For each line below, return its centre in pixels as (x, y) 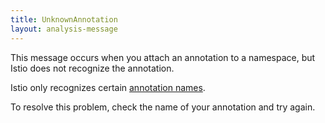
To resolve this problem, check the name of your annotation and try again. (163, 107)
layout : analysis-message (64, 29)
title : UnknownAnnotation (64, 19)
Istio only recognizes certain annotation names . (108, 87)
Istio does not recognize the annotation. (92, 68)
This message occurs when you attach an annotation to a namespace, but (163, 57)
